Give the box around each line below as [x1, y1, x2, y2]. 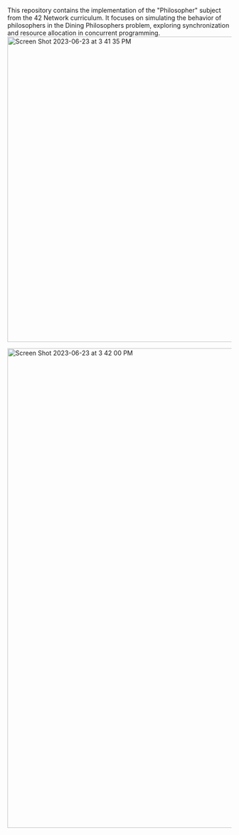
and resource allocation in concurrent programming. [7, 28, 161, 37]
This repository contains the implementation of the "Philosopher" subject [7, 6, 222, 14]
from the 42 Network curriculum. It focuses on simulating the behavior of [7, 14, 222, 22]
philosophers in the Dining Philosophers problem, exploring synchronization [7, 21, 230, 29]
